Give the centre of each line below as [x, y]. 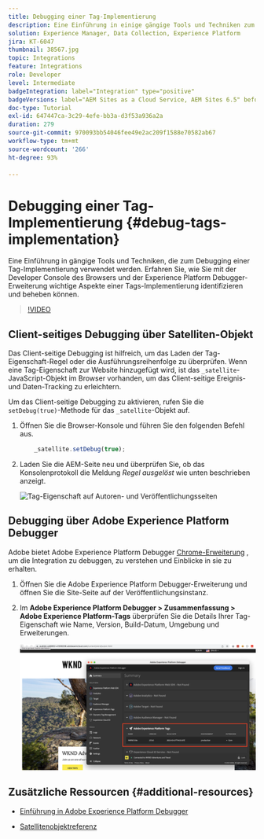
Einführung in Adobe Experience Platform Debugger [104, 811]
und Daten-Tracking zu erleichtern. [65, 387]
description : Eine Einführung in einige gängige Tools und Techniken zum [132, 25]
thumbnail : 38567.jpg [44, 50]
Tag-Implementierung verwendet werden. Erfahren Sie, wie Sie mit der [123, 269]
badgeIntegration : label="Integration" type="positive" [101, 91]
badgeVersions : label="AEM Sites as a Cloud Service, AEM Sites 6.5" [125, 99]
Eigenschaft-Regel [38, 362]
